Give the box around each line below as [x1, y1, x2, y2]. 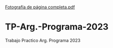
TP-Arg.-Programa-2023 [5, 22, 109, 32]
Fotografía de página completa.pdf [5, 4, 75, 10]
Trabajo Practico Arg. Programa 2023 [5, 37, 81, 43]
